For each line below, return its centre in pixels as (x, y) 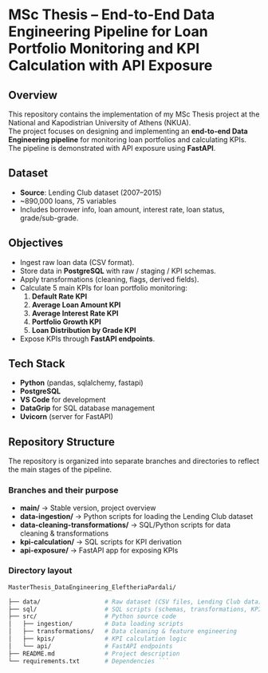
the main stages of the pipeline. (60, 469)
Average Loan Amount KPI (76, 304)
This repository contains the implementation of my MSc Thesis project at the (134, 114)
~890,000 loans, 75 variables (68, 200)
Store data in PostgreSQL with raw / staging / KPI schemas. (118, 271)
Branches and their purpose (63, 490)
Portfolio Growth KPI (66, 322)
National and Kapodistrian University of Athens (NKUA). (100, 123)
